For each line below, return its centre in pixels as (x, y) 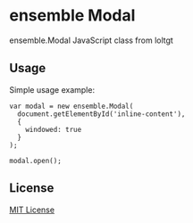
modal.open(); (36, 161)
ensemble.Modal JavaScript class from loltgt (92, 40)
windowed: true (54, 129)
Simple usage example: (52, 89)
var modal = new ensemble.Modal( (71, 106)
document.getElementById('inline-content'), (101, 114)
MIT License (32, 210)
